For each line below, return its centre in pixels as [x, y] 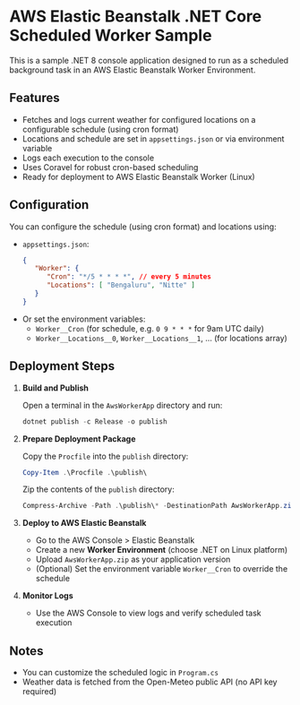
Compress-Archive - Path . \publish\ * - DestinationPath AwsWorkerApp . [153, 506]
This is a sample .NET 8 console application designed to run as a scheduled [149, 60]
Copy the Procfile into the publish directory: [105, 456]
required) [39, 692]
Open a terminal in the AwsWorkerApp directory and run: [122, 405]
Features [34, 98]
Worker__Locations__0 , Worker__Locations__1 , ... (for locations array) [162, 338]
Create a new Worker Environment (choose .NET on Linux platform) [162, 550]
